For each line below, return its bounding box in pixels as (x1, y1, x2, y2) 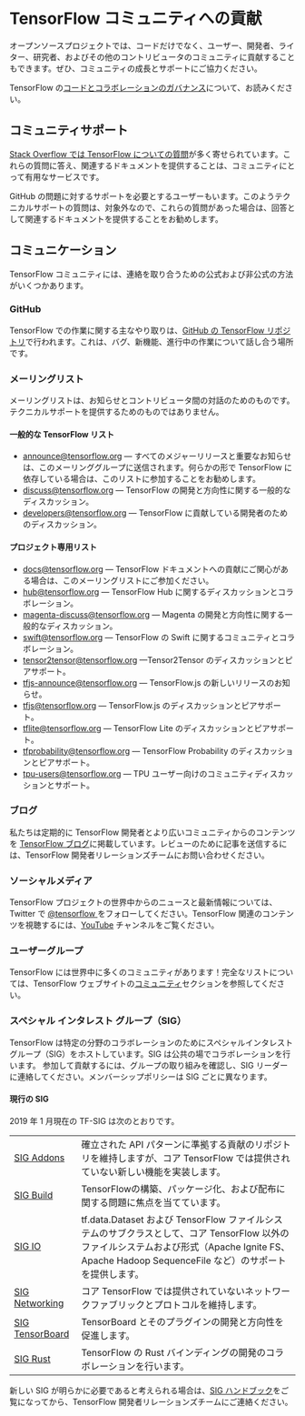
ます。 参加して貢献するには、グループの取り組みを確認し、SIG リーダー (16, 1059, 289, 1070)
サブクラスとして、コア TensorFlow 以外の (107, 1227, 290, 1240)
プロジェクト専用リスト (9, 541, 97, 552)
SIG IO (14, 1240, 42, 1252)
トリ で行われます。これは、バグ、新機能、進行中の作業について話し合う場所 (9, 336, 294, 346)
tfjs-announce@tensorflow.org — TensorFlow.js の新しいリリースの (22, 677, 275, 688)
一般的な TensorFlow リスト (9, 428, 115, 439)
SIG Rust (14, 1352, 52, 1365)
